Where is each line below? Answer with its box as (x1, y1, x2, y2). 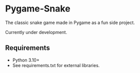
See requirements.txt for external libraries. (12, 62, 100, 68)
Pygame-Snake (5, 3, 71, 14)
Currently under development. (5, 29, 67, 35)
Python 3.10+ (12, 57, 40, 63)
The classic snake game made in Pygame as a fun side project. (5, 19, 135, 25)
